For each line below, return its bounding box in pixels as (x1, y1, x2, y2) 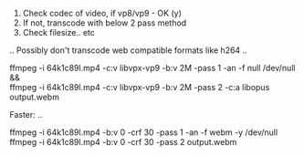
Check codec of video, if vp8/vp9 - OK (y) (22, 8, 183, 18)
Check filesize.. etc (22, 27, 96, 37)
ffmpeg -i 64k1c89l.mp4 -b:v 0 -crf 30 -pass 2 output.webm (9, 137, 237, 147)
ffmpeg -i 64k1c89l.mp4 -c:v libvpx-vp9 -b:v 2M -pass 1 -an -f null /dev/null (9, 63, 296, 73)
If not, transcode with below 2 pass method (22, 17, 187, 28)
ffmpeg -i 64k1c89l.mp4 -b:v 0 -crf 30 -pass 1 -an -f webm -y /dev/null (9, 127, 278, 138)
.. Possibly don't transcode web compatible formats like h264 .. (9, 45, 248, 56)
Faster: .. (9, 109, 43, 120)
